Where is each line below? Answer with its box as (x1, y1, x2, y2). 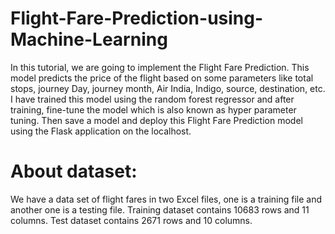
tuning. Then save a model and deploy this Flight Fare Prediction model (10, 114, 303, 126)
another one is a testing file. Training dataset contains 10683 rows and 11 (10, 203, 310, 216)
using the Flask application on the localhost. (10, 125, 192, 137)
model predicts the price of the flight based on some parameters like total (10, 72, 314, 84)
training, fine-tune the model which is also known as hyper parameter (10, 103, 297, 116)
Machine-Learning (10, 28, 168, 51)
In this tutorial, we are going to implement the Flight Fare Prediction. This (10, 61, 310, 73)
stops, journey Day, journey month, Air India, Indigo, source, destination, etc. (10, 82, 326, 94)
